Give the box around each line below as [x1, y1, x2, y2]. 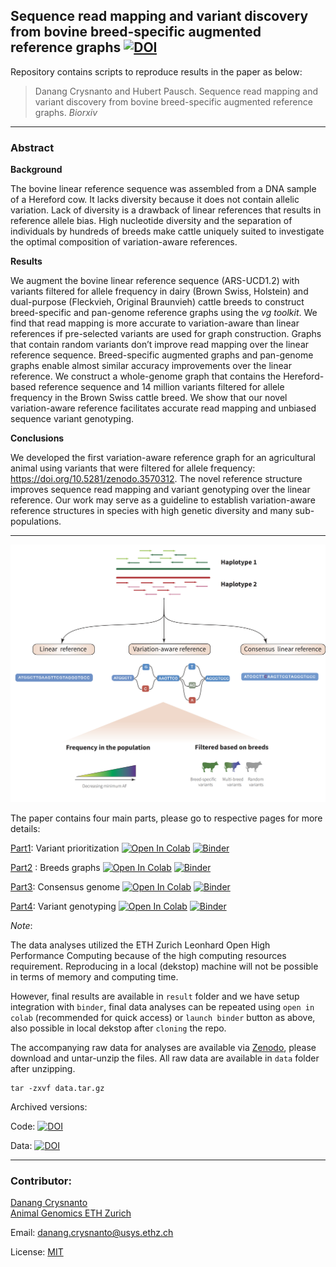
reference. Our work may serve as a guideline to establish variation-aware [10, 494, 316, 506]
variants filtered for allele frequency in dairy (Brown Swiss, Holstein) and [10, 285, 309, 298]
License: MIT [10, 1246, 64, 1258]
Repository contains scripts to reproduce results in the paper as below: [10, 65, 303, 78]
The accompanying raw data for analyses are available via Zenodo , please [10, 1042, 317, 1054]
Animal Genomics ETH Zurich [10, 1207, 132, 1219]
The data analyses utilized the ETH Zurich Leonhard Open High [10, 939, 271, 951]
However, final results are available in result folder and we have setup [10, 990, 300, 1003]
